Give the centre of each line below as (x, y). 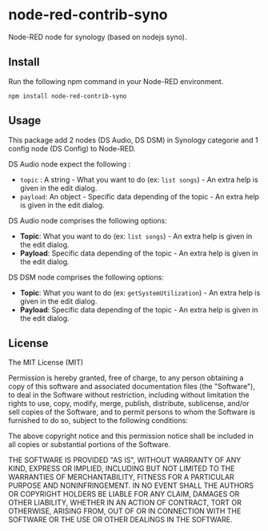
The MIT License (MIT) (46, 363)
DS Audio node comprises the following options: (88, 220)
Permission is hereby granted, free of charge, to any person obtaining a (126, 378)
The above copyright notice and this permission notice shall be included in (131, 436)
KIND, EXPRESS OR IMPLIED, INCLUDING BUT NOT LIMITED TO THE (122, 469)
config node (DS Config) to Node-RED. (72, 148)
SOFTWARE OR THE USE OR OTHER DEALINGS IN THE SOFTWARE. (120, 520)
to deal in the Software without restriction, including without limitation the (129, 395)
